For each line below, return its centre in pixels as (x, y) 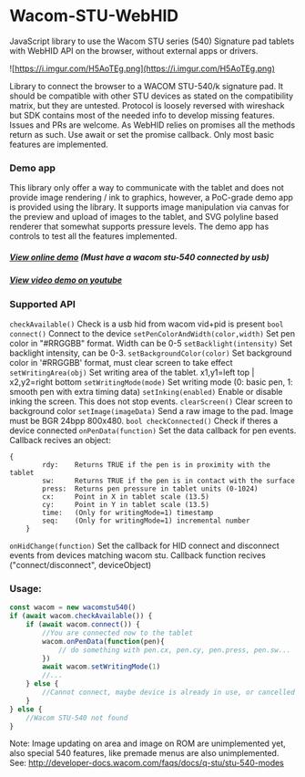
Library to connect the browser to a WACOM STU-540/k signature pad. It (147, 86)
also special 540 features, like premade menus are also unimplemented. (144, 753)
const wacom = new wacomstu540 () (73, 607)
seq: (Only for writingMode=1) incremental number (146, 521)
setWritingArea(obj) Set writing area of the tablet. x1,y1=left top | (132, 372)
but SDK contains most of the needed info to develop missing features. (142, 115)
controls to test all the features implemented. (93, 236)
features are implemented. (59, 144)
